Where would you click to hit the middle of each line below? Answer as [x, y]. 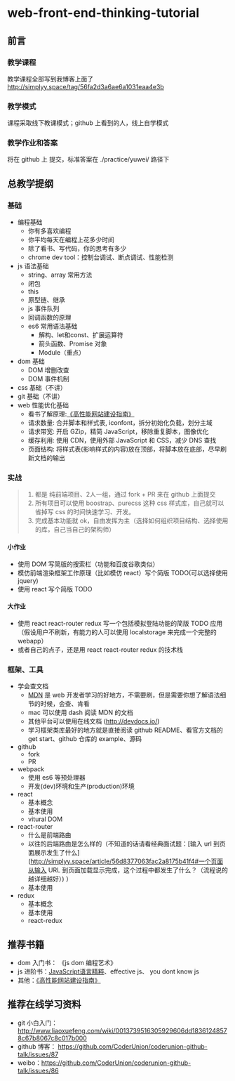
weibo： [29, 1063]
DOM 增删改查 [48, 370]
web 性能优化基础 [43, 405]
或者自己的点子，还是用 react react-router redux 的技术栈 [100, 649]
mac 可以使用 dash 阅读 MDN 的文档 [80, 713]
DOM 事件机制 [48, 379]
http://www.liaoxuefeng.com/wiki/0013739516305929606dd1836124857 [122, 1030]
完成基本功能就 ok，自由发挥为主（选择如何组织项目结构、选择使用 [132, 520]
